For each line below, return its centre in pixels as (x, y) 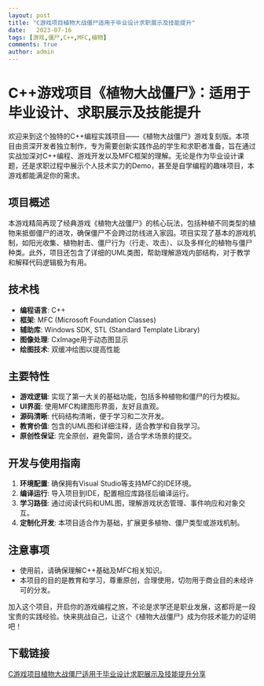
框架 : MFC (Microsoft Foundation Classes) (88, 320)
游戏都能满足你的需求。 (46, 175)
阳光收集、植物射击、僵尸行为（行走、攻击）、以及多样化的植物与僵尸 (141, 242)
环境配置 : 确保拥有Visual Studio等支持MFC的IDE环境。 (108, 483)
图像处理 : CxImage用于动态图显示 (74, 339)
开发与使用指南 (44, 463)
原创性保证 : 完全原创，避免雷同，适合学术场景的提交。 (108, 436)
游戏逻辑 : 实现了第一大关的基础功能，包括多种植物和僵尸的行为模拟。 (132, 397)
